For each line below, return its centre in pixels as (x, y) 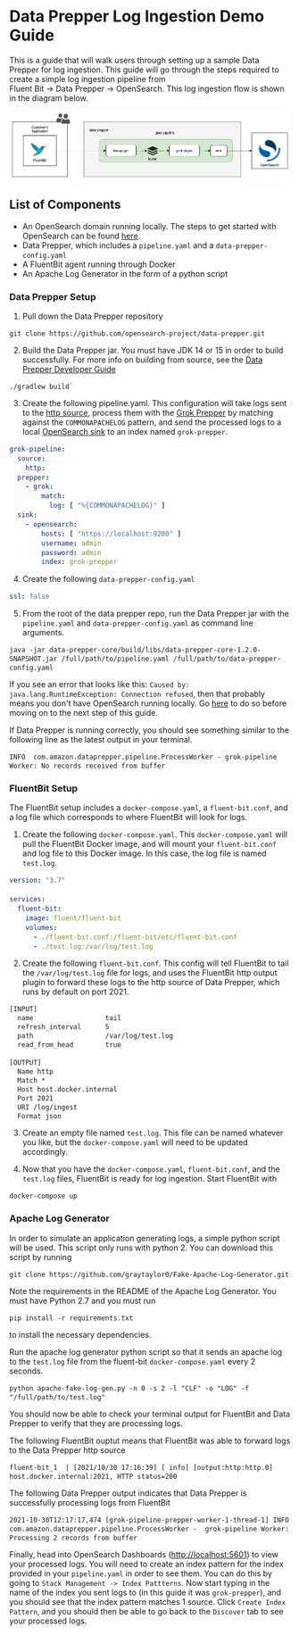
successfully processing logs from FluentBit (90, 1502)
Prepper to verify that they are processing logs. (96, 1423)
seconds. (26, 1371)
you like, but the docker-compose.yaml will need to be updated (135, 1142)
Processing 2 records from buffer (74, 1538)
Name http (35, 1072)
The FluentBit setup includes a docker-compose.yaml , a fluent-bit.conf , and (149, 808)
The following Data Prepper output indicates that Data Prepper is (128, 1493)
